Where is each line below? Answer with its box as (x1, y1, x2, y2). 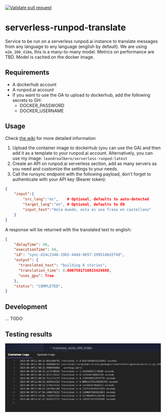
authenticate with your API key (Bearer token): (12, 176, 106, 182)
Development (5, 302, 48, 311)
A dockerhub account (12, 82, 57, 87)
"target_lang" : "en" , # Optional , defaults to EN (23, 202, 125, 207)
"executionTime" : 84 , (14, 247, 58, 252)
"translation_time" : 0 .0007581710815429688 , (18, 268, 112, 273)
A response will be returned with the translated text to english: (5, 226, 132, 232)
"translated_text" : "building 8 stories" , (18, 263, 107, 268)
